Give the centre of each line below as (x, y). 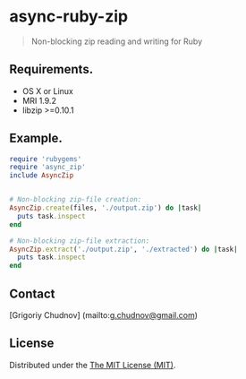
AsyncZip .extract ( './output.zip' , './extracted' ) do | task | (124, 249)
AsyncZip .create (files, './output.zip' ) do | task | (106, 208)
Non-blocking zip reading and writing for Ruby (117, 41)
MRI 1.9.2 (39, 100)
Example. (36, 138)
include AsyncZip (42, 176)
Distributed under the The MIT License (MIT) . (93, 365)
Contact (32, 293)
